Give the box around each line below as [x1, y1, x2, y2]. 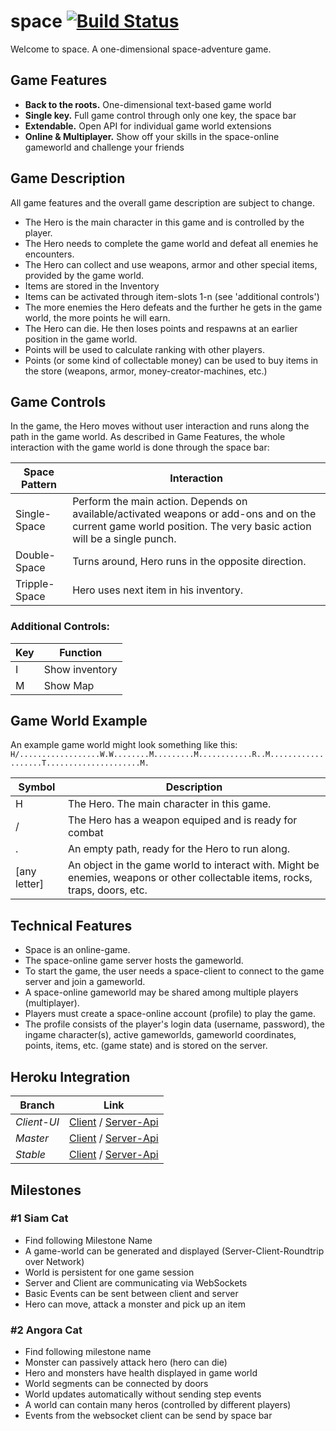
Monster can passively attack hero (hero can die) [24, 1356, 228, 1369]
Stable [15, 1148, 47, 1162]
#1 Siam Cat [10, 1211, 69, 1225]
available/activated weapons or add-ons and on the [72, 507, 317, 521]
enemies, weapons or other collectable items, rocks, [67, 871, 313, 885]
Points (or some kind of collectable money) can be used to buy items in [24, 354, 319, 366]
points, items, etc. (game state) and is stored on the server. [24, 1040, 268, 1052]
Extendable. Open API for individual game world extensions [24, 120, 272, 132]
